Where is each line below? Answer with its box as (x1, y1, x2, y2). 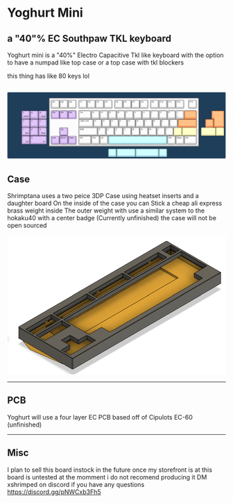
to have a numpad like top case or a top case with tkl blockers (7, 58, 184, 67)
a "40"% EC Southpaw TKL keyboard (7, 33, 172, 44)
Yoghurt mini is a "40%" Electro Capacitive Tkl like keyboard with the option (7, 51, 224, 59)
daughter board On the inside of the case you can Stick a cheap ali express (7, 199, 223, 208)
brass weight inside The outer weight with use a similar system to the (7, 206, 205, 215)
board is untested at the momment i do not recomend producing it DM (7, 472, 207, 481)
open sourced (7, 221, 47, 230)
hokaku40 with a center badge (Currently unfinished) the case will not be (7, 214, 217, 222)
